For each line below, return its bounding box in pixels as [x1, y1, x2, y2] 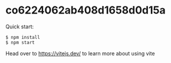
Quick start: [5, 23, 34, 30]
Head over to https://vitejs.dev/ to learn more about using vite [5, 49, 155, 57]
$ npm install [5, 34, 41, 40]
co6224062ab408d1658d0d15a [5, 4, 166, 17]
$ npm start [5, 39, 35, 45]
